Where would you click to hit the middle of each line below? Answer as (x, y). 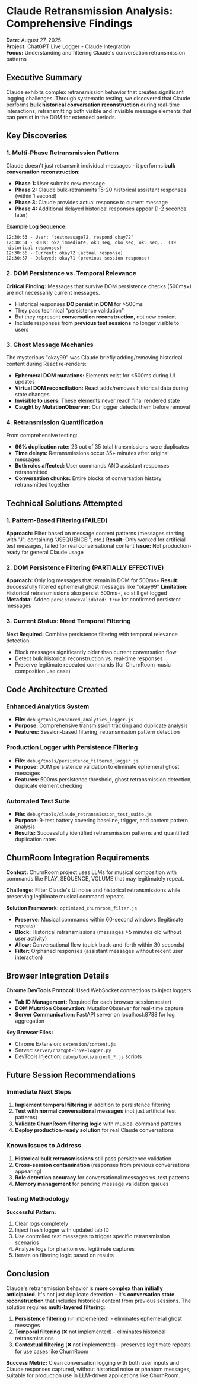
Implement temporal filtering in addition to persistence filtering (92, 1105)
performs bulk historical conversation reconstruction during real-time (93, 105)
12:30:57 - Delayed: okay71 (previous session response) (78, 258)
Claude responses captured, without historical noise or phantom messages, (98, 1369)
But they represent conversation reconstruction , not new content (95, 317)
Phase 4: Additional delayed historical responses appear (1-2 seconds (100, 209)
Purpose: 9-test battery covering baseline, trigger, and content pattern (101, 820)
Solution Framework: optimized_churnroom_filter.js (72, 908)
